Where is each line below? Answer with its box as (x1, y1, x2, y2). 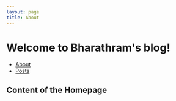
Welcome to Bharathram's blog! (6, 41, 170, 55)
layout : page (6, 9, 40, 15)
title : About (6, 15, 40, 21)
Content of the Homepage (6, 85, 108, 95)
